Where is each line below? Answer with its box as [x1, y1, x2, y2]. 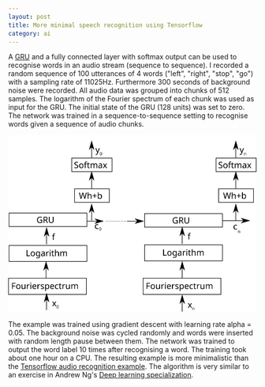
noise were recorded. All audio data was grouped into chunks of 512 [8, 85, 230, 95]
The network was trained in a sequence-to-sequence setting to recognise [8, 111, 248, 120]
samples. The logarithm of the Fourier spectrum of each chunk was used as [8, 94, 255, 104]
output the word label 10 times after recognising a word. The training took [8, 345, 247, 355]
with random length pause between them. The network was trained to [8, 336, 235, 346]
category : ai [8, 29, 51, 37]
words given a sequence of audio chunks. [8, 120, 144, 129]
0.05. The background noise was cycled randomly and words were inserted [8, 328, 254, 338]
